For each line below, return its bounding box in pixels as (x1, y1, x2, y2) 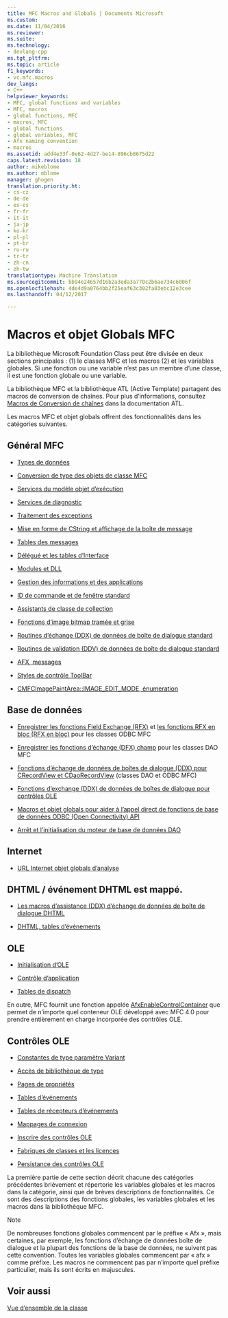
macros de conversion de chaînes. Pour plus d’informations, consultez (7, 392, 206, 401)
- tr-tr (7, 253, 29, 260)
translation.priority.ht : (7, 183, 81, 190)
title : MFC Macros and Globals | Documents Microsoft (7, 10, 164, 17)
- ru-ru (7, 247, 29, 254)
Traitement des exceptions (16, 511, 92, 520)
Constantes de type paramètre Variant (16, 1053, 125, 1062)
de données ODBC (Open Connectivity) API (16, 812, 140, 820)
